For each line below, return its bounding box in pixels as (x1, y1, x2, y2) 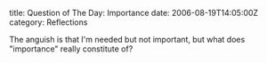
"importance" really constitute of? (9, 43, 133, 54)
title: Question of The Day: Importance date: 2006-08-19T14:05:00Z (9, 8, 259, 18)
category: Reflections (9, 17, 88, 28)
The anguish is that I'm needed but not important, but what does (9, 35, 246, 44)
